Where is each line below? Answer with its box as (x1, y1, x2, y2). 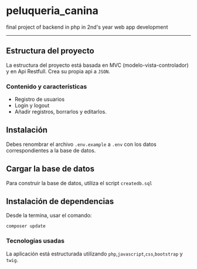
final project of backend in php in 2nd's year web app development (6, 23, 168, 30)
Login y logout (14, 102, 50, 109)
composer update (6, 223, 46, 229)
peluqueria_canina (6, 4, 98, 18)
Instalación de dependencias (6, 196, 114, 206)
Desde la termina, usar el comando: (6, 212, 92, 219)
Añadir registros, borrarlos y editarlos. (14, 108, 107, 115)
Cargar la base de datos (6, 164, 95, 174)
